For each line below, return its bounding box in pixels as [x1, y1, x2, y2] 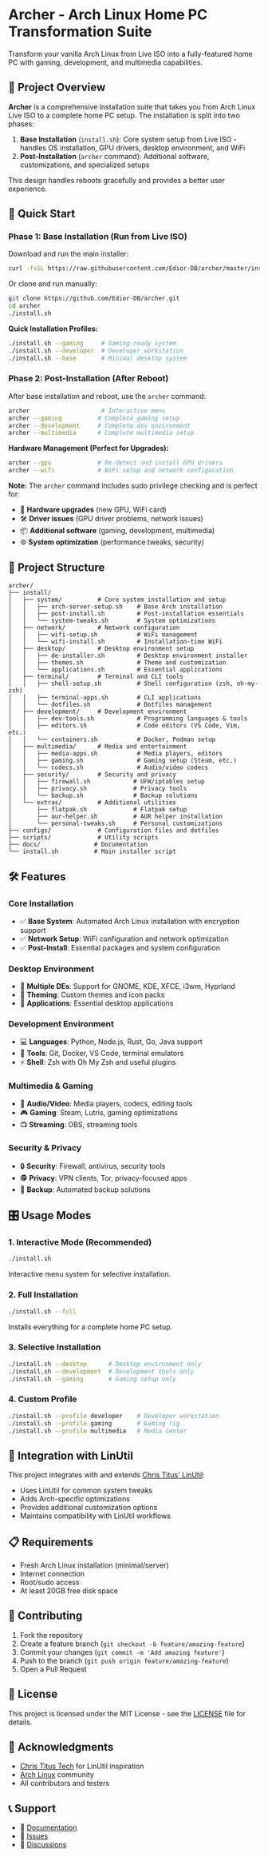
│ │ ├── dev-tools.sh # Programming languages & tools [8, 714, 248, 723]
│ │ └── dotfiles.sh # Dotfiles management [8, 700, 213, 708]
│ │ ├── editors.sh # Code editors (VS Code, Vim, [8, 721, 241, 729]
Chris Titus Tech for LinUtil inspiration [19, 1761, 144, 1771]
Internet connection [19, 1569, 85, 1578]
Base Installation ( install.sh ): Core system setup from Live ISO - [19, 134, 237, 144]
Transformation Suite [8, 22, 152, 41]
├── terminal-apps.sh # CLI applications [37, 693, 202, 701]
